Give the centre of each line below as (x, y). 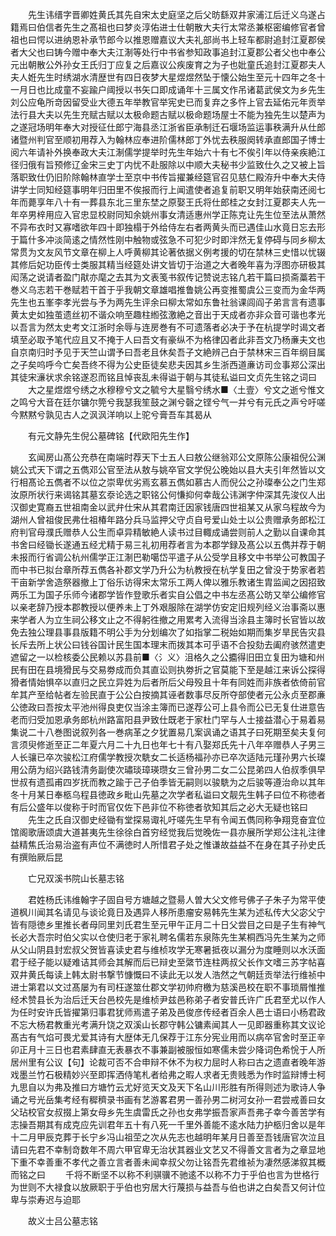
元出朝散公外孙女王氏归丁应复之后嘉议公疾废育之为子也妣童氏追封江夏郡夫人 (168, 64)
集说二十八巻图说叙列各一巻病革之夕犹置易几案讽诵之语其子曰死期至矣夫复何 (168, 732)
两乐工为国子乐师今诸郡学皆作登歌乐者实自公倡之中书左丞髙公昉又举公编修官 (168, 594)
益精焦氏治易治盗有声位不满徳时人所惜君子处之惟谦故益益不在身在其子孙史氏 (168, 844)
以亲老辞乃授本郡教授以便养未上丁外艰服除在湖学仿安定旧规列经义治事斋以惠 (168, 607)
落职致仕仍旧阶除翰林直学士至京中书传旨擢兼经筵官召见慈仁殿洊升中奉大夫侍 (168, 177)
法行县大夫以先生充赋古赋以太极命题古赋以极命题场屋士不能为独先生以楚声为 (168, 114)
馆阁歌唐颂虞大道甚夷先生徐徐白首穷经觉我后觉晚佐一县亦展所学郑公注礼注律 (168, 832)
